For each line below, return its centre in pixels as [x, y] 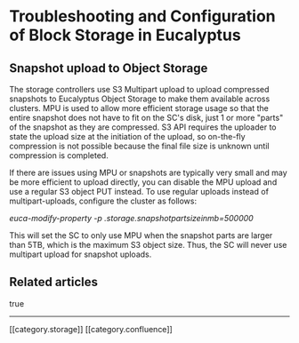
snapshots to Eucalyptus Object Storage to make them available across [140, 99]
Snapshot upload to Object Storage [109, 68]
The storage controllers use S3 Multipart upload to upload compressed [139, 89]
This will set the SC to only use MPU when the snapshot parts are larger [141, 235]
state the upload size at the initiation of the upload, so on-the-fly [128, 136]
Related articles [53, 282]
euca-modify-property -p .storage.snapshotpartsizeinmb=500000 [131, 218]
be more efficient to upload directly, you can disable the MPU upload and [143, 182]
